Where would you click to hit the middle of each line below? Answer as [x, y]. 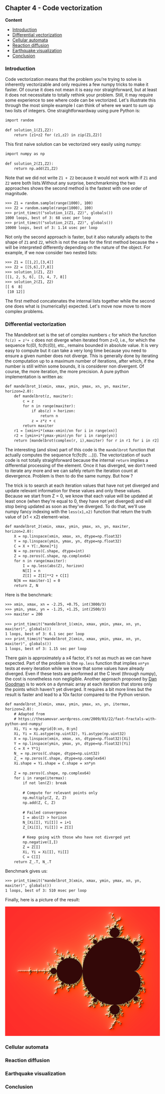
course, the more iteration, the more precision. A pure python [67, 372]
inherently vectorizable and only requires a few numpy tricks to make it [77, 85]
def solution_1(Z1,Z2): [29, 130]
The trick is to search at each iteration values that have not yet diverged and [82, 485]
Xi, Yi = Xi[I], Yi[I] [46, 852]
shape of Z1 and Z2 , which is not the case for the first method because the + [82, 242]
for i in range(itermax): [41, 778]
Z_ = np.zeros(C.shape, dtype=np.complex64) [60, 758]
